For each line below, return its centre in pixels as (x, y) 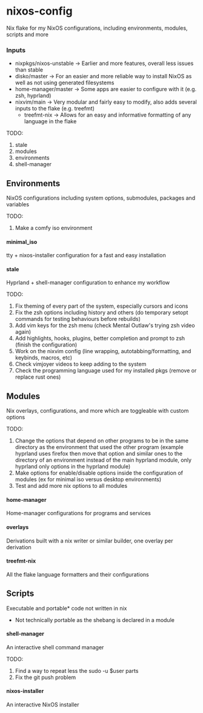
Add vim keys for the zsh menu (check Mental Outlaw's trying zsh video (105, 325)
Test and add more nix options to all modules (71, 486)
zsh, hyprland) (33, 96)
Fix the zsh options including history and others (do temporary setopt (101, 313)
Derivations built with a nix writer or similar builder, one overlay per (90, 541)
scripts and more (28, 34)
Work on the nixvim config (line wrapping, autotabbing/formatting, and (103, 351)
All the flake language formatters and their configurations (78, 574)
